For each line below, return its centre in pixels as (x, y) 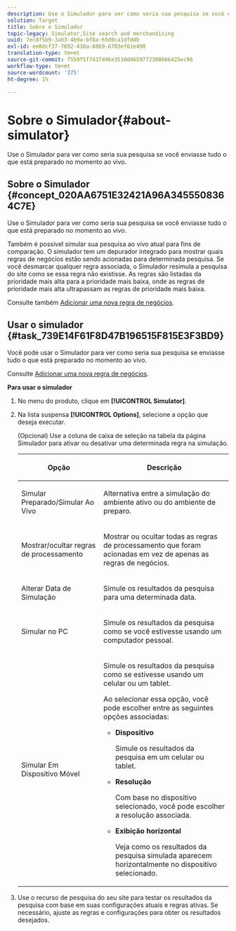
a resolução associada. (153, 815)
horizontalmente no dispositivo (166, 864)
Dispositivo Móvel (50, 773)
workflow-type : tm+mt (39, 66)
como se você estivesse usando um (162, 631)
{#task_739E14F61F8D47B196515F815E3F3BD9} (116, 336)
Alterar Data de (46, 588)
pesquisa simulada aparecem (164, 855)
